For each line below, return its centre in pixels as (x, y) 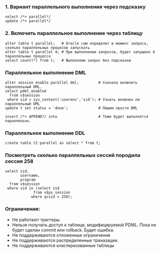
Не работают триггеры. (36, 219)
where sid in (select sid (33, 188)
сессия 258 (19, 161)
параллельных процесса (28, 56)
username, (30, 176)
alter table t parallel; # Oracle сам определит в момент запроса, (77, 43)
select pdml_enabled (26, 91)
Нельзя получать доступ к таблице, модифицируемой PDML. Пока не (84, 225)
